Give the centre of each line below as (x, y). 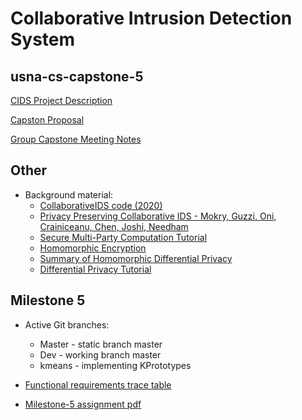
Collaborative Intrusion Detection (151, 18)
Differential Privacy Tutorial (95, 269)
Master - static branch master (101, 344)
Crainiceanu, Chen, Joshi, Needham (114, 226)
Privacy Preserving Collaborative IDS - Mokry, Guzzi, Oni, (158, 216)
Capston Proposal (47, 120)
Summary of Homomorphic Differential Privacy (136, 258)
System (43, 39)
